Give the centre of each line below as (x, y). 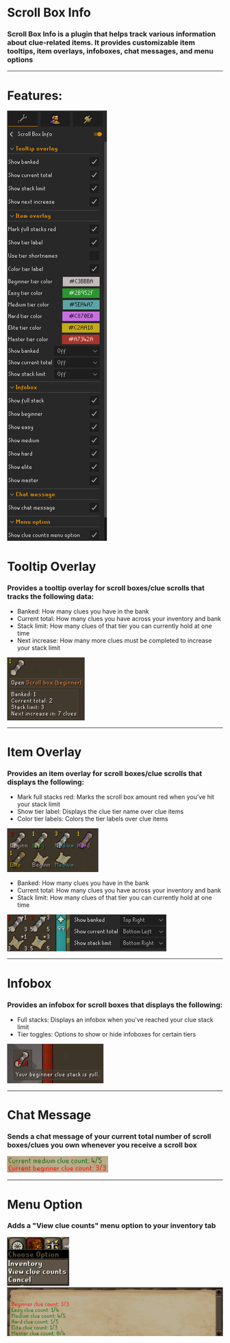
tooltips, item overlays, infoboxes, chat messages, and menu (110, 51)
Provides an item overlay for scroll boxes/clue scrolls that (105, 774)
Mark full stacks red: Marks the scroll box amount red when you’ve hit (115, 797)
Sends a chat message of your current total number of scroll (109, 1136)
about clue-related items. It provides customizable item (101, 43)
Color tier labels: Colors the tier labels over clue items (92, 819)
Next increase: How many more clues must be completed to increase (114, 640)
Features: (35, 96)
